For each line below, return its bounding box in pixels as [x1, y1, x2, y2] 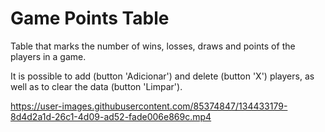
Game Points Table [10, 7, 170, 30]
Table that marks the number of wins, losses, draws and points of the [10, 40, 296, 52]
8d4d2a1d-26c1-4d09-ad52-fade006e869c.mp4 [10, 110, 212, 122]
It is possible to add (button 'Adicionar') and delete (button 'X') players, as [10, 70, 315, 82]
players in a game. [10, 50, 87, 62]
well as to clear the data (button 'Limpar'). [10, 80, 183, 92]
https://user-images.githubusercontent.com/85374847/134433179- [10, 100, 288, 112]
